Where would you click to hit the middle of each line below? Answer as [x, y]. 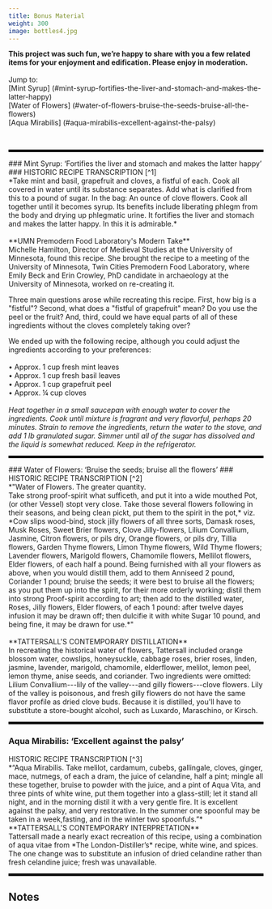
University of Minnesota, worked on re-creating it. [92, 284]
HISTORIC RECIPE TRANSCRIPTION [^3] [76, 758]
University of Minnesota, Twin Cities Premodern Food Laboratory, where [129, 267]
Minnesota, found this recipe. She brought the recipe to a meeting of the [129, 258]
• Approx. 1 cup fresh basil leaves [64, 376]
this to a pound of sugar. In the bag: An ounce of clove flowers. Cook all [128, 198]
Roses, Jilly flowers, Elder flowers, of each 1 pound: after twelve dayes [126, 607]
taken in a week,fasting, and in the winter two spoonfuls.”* [106, 819]
